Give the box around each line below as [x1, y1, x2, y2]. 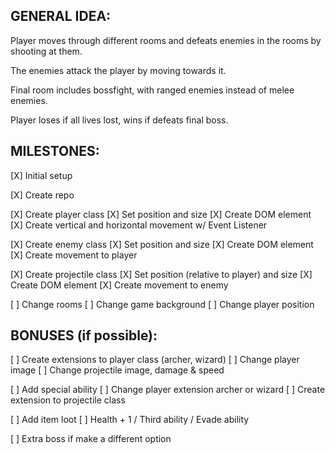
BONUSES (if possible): [10, 327, 158, 344]
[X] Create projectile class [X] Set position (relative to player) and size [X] [10, 268, 313, 280]
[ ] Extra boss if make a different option [10, 433, 172, 445]
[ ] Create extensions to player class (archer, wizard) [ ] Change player [10, 354, 300, 366]
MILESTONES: [10, 143, 100, 160]
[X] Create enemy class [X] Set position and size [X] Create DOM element [10, 238, 314, 250]
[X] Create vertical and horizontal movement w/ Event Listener [10, 219, 268, 231]
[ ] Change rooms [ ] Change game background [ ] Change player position [10, 298, 315, 310]
